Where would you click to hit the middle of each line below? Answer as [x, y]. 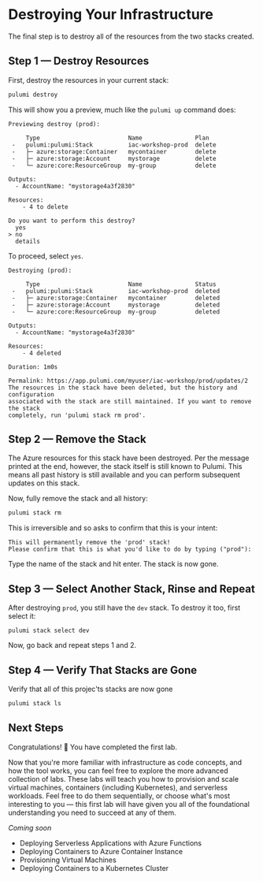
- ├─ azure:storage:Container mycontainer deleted [116, 298]
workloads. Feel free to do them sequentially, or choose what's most [119, 796]
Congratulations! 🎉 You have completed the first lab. [93, 747]
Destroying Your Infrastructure [111, 15]
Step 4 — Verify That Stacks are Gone [103, 670]
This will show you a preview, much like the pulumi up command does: [122, 110]
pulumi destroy [33, 95]
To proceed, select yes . [46, 256]
